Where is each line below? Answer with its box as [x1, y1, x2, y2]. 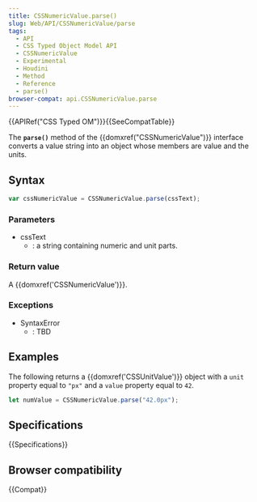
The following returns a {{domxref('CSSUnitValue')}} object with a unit [8, 372, 244, 381]
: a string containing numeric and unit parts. [32, 240, 178, 251]
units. [8, 150, 27, 160]
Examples [8, 350, 59, 364]
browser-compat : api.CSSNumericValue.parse [8, 95, 158, 103]
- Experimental [15, 57, 67, 66]
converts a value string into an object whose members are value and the [8, 141, 249, 151]
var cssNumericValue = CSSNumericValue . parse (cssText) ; [8, 195, 200, 203]
